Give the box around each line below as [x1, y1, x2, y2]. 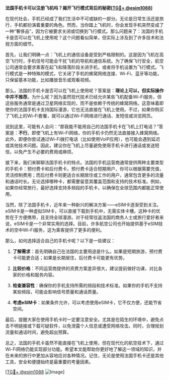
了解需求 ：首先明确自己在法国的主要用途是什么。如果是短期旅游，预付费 [12, 248, 162, 254]
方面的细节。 [9, 41, 36, 47]
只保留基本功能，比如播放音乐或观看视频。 [5, 77, 94, 83]
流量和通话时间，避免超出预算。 [5, 329, 71, 335]
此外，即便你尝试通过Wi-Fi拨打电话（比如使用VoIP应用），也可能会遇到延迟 [5, 136, 160, 142]
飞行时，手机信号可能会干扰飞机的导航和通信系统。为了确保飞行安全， [9, 58, 155, 64]
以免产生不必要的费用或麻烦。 [14, 149, 76, 154]
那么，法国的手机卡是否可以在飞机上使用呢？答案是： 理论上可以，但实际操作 [5, 88, 164, 93]
